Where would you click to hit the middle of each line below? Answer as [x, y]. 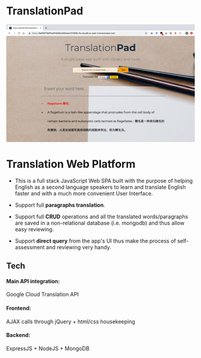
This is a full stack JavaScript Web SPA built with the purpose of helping [104, 180]
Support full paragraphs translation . [60, 205]
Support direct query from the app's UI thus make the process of [95, 241]
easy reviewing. [34, 229]
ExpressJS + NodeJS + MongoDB [48, 348]
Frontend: [19, 308]
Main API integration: [33, 281]
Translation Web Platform [71, 164]
